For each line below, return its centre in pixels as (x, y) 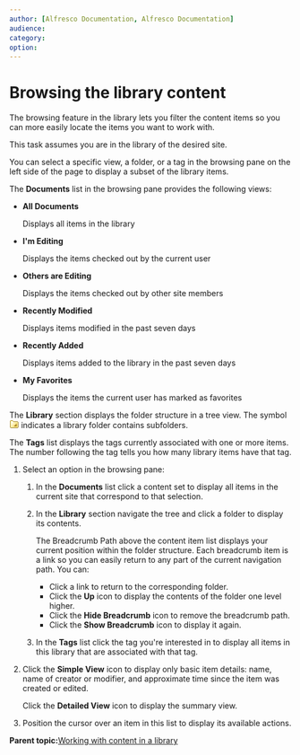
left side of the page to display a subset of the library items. (119, 171)
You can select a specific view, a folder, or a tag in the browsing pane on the (150, 162)
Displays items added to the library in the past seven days (129, 363)
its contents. (59, 523)
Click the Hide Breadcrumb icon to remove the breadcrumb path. (170, 616)
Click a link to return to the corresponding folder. (138, 587)
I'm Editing (43, 241)
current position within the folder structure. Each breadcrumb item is (162, 550)
